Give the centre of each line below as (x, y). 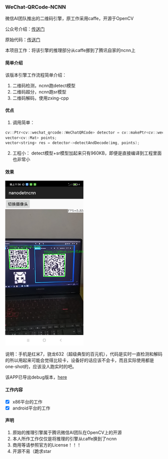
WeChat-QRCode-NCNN (35, 7)
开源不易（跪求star (32, 451)
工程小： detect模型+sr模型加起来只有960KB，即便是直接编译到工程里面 (87, 153)
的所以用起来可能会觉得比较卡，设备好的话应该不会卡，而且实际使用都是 (79, 360)
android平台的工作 (31, 408)
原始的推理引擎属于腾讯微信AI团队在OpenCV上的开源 (67, 432)
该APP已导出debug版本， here (36, 377)
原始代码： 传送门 (23, 40)
